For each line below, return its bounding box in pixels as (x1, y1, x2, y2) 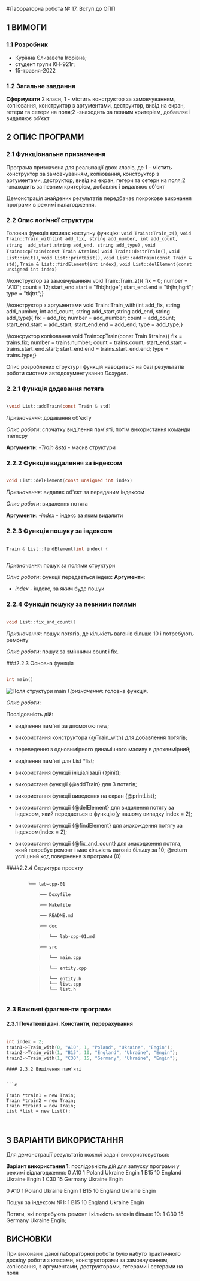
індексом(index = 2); (14, 828, 68, 835)
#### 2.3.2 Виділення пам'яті (6, 1066, 82, 1073)
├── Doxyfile (38, 891, 71, 897)
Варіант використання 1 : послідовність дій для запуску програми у (6, 1162, 180, 1170)
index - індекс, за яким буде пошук (14, 585, 105, 592)
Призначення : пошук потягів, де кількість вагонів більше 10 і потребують (6, 630, 195, 637)
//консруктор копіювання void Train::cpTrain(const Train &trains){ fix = (6, 332, 183, 339)
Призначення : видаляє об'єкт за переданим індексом (6, 489, 145, 496)
